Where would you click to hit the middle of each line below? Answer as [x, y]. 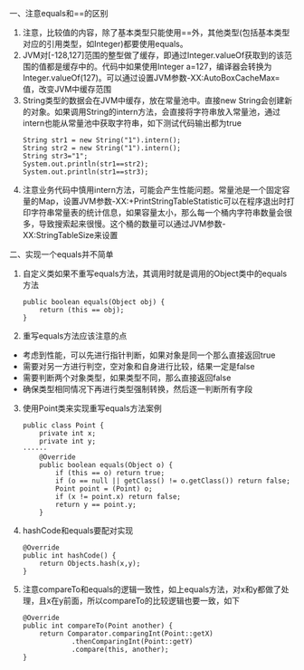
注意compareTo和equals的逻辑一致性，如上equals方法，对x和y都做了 [152, 589]
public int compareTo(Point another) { [98, 626]
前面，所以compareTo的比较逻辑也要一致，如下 [151, 601]
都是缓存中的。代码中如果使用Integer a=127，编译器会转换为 [159, 67]
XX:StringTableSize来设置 [70, 235]
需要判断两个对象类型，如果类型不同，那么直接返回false [127, 378]
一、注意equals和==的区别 [59, 13]
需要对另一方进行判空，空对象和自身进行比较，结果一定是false [138, 366]
